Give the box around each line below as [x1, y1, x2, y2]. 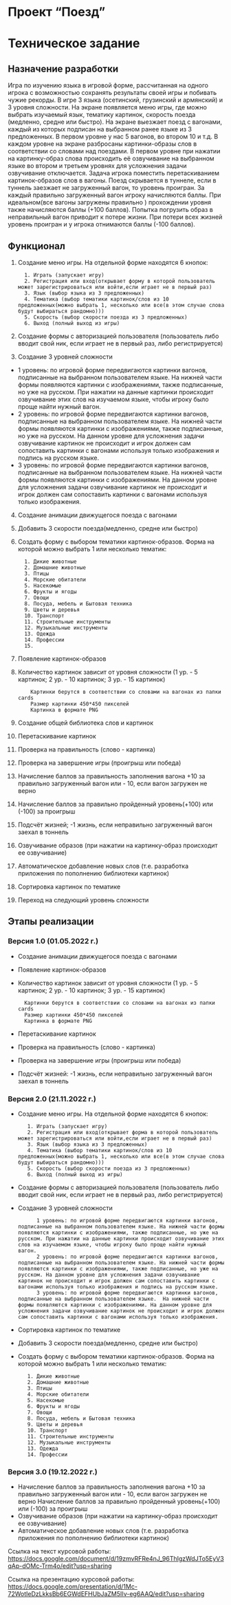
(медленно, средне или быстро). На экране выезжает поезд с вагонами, [8, 118, 223, 126]
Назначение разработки [8, 63, 119, 74]
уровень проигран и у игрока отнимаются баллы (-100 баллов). [8, 220, 195, 228]
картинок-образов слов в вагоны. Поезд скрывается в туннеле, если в [8, 176, 217, 184]
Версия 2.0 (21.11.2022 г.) [8, 1094, 97, 1103]
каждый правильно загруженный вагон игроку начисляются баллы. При [8, 191, 221, 200]
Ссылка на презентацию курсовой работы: [8, 1575, 135, 1584]
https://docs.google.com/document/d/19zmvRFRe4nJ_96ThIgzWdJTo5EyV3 [8, 1555, 224, 1563]
